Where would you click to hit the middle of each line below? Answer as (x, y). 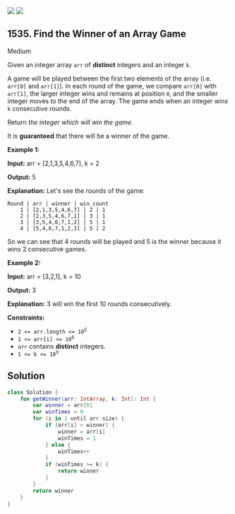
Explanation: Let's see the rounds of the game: (76, 190)
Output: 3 (22, 290)
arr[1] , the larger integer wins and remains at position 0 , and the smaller (113, 93)
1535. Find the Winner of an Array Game (97, 34)
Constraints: (26, 317)
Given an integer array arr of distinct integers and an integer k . (100, 64)
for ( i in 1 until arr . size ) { (79, 419)
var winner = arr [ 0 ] (63, 405)
